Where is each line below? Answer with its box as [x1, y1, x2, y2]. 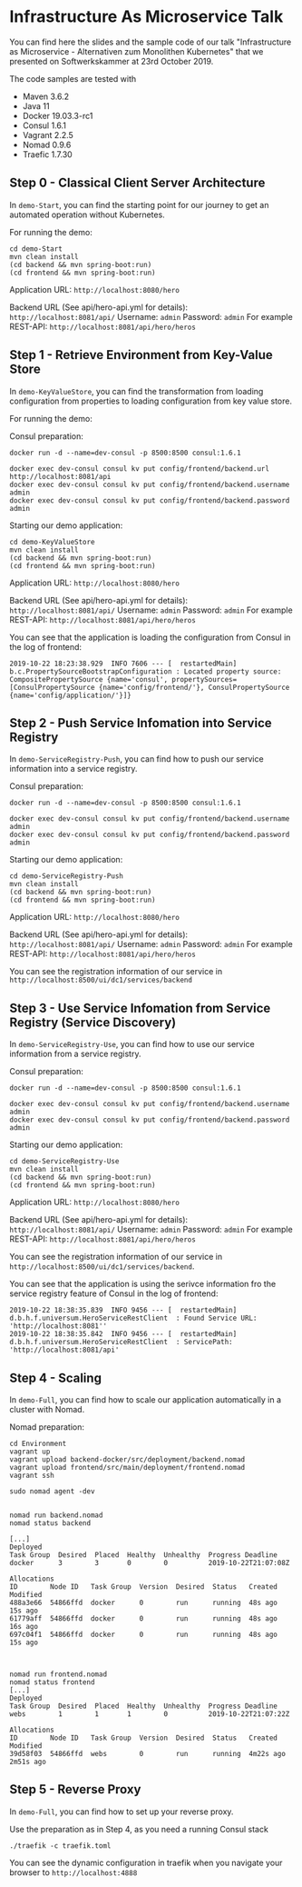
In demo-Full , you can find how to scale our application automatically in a [9, 1394, 282, 1405]
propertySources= [171, 674, 238, 684]
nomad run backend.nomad [9, 1511, 103, 1520]
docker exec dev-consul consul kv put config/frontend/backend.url [9, 464, 270, 474]
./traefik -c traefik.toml [9, 1841, 112, 1851]
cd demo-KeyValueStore [9, 537, 95, 546]
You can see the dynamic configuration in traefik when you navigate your [9, 1857, 283, 1868]
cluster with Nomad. [9, 1404, 85, 1414]
